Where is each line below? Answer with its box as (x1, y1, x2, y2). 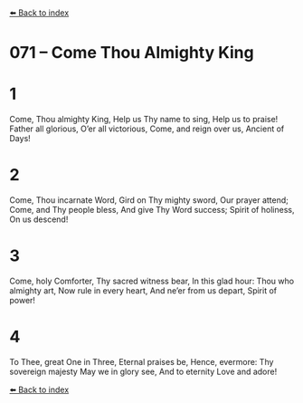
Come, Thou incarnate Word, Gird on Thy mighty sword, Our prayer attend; (9, 195, 289, 206)
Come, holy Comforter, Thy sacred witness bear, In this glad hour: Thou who (9, 275, 295, 286)
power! (9, 295, 36, 305)
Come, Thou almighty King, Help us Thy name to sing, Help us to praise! (9, 114, 279, 125)
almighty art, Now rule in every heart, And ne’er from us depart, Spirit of (9, 285, 278, 296)
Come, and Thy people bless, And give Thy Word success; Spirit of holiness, (9, 205, 295, 216)
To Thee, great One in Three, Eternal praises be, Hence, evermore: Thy (9, 356, 274, 367)
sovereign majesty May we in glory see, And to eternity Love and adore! (9, 366, 278, 377)
